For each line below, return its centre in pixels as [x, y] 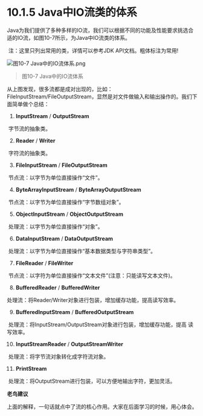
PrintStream [31, 368]
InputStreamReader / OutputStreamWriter [69, 344]
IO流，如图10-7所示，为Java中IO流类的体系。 [74, 37]
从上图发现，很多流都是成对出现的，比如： [60, 89]
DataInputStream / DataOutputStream [64, 238]
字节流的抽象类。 [29, 128]
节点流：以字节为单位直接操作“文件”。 [56, 177]
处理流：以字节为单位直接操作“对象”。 [56, 226]
